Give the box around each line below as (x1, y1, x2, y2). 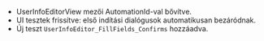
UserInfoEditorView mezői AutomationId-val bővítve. (15, 7, 193, 16)
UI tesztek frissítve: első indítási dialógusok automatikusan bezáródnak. (15, 15, 257, 25)
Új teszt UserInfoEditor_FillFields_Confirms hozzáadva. (15, 24, 209, 33)
